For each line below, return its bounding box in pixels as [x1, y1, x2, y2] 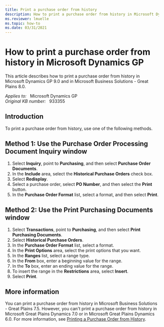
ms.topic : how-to [5, 21, 41, 26]
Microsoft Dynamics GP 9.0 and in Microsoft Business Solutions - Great [5, 78, 149, 84]
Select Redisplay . [12, 176, 48, 182]
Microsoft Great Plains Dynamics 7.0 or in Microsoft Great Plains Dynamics [5, 311, 155, 317]
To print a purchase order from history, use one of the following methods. [5, 126, 153, 131]
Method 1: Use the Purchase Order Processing [5, 140, 148, 148]
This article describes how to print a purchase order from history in [5, 73, 140, 79]
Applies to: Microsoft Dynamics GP [5, 93, 78, 99]
